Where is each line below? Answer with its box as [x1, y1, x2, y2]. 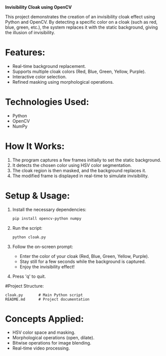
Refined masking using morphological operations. [12, 79, 114, 85]
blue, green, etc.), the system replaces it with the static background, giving [5, 24, 158, 30]
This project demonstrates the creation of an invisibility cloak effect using [5, 14, 155, 19]
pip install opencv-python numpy [12, 216, 82, 221]
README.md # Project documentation [5, 297, 90, 302]
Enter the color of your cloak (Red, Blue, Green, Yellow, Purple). [19, 253, 150, 259]
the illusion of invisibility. [5, 30, 55, 35]
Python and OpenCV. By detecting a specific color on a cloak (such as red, [5, 19, 158, 25]
